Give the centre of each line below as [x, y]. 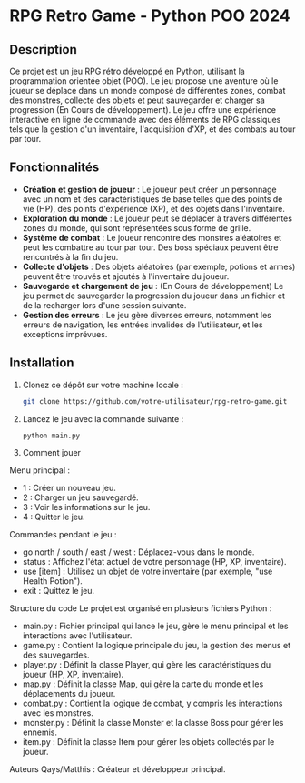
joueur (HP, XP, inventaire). [73, 675]
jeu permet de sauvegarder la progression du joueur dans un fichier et [154, 296]
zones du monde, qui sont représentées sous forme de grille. [137, 227]
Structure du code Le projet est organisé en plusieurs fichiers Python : [141, 608]
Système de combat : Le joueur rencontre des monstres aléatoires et [152, 237]
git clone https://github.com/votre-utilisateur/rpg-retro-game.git [155, 401]
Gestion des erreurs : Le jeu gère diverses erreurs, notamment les [147, 315]
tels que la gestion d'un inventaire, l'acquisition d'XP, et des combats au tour [152, 129]
